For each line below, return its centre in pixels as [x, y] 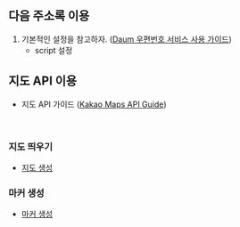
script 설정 [54, 50]
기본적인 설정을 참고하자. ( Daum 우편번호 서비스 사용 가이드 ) [127, 39]
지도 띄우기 [31, 147]
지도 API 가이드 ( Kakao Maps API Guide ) [94, 104]
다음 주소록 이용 [49, 16]
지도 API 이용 [43, 81]
